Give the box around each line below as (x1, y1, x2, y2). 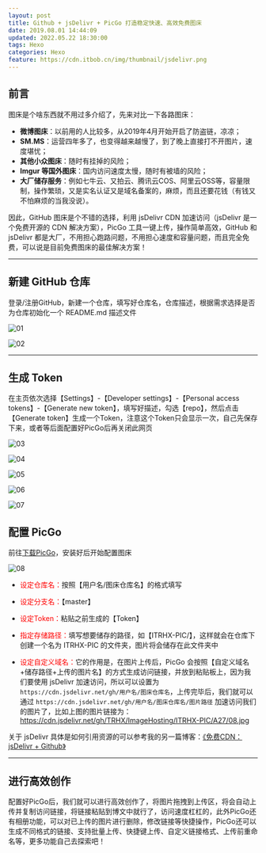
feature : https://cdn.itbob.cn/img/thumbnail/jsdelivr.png (8, 56, 207, 64)
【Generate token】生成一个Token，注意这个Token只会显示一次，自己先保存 (8, 413, 258, 423)
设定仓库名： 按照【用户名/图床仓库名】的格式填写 (19, 580, 182, 590)
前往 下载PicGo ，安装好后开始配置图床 (8, 548, 132, 558)
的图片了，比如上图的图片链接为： (19, 706, 131, 717)
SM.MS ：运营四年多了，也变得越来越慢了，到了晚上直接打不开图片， (19, 136, 245, 146)
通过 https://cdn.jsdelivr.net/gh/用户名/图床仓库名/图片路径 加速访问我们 (19, 697, 257, 706)
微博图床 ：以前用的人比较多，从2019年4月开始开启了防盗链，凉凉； (19, 126, 241, 135)
